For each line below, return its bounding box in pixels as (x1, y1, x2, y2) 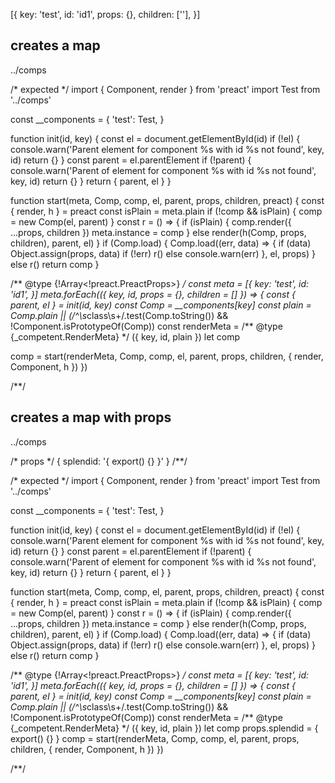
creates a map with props (10, 409, 172, 426)
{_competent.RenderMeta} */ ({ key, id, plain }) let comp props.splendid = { (10, 722, 319, 734)
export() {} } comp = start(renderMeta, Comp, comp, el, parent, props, (10, 732, 300, 744)
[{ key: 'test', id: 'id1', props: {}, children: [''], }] (10, 9, 201, 20)
